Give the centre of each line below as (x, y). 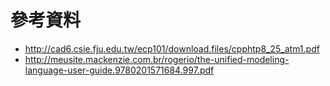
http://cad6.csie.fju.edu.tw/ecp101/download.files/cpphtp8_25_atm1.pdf (172, 48)
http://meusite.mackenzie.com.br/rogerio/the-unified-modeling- (157, 59)
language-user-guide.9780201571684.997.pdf (119, 70)
